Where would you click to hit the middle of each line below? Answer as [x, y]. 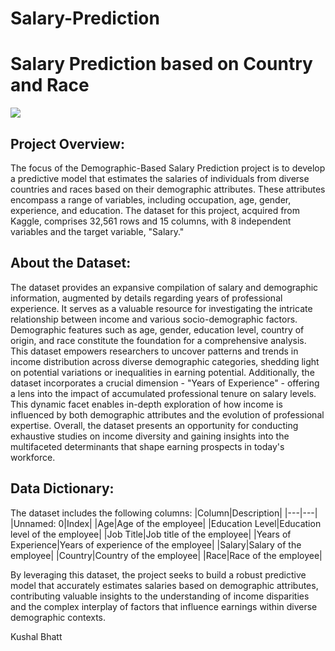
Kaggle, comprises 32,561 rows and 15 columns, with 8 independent [151, 221]
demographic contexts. [58, 617]
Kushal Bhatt [36, 636]
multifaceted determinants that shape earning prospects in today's [147, 446]
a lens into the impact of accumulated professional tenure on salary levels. [163, 393]
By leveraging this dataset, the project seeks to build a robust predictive [158, 574]
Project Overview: [67, 143]
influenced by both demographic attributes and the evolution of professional [167, 414]
